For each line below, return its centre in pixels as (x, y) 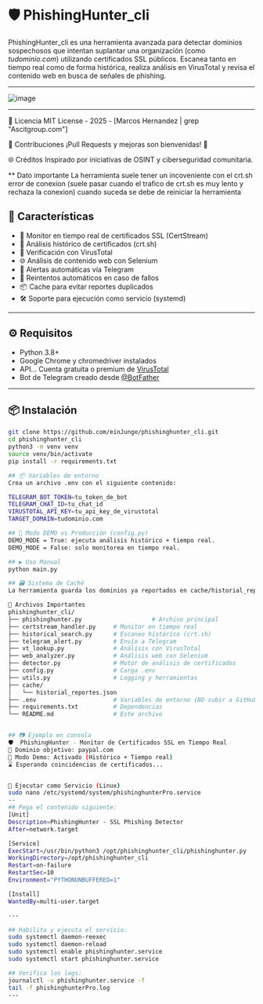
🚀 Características (51, 217)
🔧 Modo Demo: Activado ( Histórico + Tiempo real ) (91, 757)
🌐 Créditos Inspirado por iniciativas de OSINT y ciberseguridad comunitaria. (131, 159)
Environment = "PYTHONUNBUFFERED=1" (65, 880)
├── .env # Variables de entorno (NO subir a (121, 699)
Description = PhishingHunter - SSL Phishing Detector (96, 822)
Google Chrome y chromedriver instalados (88, 360)
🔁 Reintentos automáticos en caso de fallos (89, 277)
